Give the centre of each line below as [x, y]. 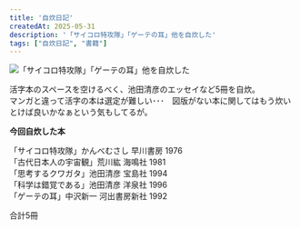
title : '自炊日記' [42, 18]
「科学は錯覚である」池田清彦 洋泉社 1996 [89, 185]
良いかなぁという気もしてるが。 [93, 112]
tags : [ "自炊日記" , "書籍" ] [58, 43]
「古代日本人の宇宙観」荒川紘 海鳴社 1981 [88, 162]
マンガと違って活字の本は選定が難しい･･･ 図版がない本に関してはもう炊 [146, 101]
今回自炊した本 [37, 132]
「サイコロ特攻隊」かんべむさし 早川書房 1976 [96, 151]
